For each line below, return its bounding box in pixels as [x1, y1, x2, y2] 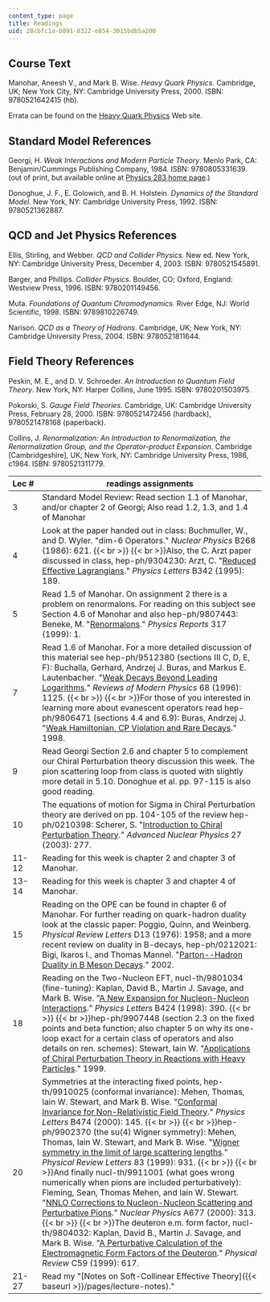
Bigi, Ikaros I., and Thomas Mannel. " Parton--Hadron [42, 949, 243, 960]
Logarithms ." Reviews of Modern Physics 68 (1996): [42, 682, 242, 693]
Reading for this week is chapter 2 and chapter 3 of [42, 852, 236, 863]
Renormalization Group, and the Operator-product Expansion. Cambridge [8, 441, 252, 451]
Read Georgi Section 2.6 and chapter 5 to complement [42, 745, 248, 756]
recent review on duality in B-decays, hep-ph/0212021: [42, 938, 257, 950]
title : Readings [8, 19, 63, 27]
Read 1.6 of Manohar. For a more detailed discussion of [42, 642, 252, 653]
